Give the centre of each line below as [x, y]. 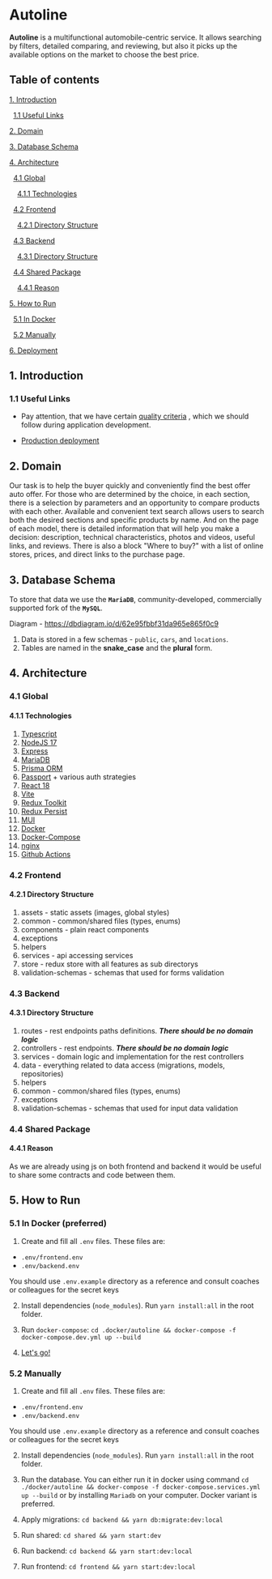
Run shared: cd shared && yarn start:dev [91, 1534]
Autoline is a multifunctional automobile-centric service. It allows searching [136, 37]
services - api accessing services [77, 955]
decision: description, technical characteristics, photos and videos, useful [132, 537]
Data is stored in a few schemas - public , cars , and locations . [125, 639]
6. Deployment [34, 350]
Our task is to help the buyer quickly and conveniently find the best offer [130, 486]
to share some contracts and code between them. [93, 1174]
